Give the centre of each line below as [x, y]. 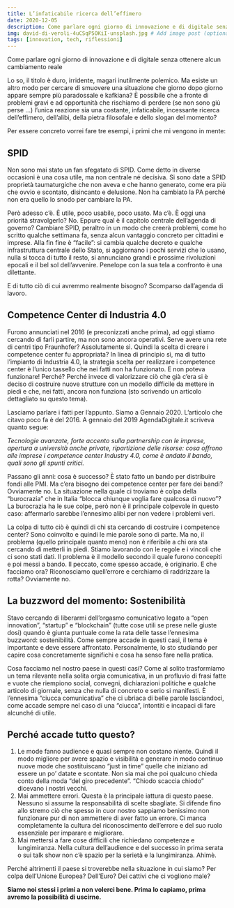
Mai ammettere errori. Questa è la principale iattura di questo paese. [115, 796]
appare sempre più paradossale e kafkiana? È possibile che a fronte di [108, 96]
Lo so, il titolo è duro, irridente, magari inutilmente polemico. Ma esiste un [112, 80]
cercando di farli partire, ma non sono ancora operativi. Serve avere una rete [117, 339]
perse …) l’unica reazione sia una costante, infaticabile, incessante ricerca [114, 110]
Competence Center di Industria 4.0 [87, 315]
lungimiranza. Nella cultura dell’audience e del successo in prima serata [120, 848]
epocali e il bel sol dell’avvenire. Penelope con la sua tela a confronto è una [115, 265]
